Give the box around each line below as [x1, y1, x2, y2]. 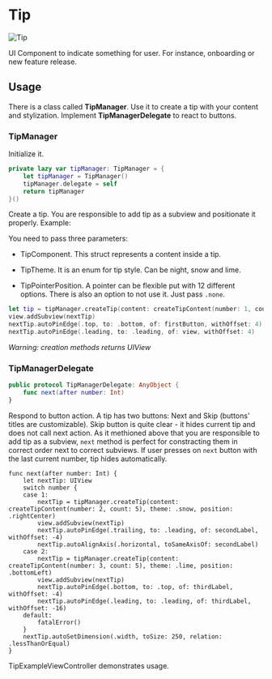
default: [23, 611, 53, 619]
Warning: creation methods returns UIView [8, 342, 151, 352]
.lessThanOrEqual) [8, 639, 70, 647]
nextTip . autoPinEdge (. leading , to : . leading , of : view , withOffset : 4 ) [8, 328, 256, 336]
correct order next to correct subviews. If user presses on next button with [8, 445, 257, 455]
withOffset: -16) [8, 604, 67, 613]
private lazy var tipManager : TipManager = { [8, 164, 164, 173]
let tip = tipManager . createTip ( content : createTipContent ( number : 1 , [8, 305, 252, 314]
